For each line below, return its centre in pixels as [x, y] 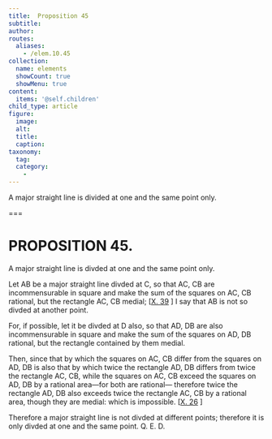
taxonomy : [25, 152]
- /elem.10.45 [47, 54]
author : [22, 31]
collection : [28, 62]
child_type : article [43, 106]
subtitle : [25, 24]
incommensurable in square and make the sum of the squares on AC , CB [130, 292]
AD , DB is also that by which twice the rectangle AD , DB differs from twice [132, 367]
